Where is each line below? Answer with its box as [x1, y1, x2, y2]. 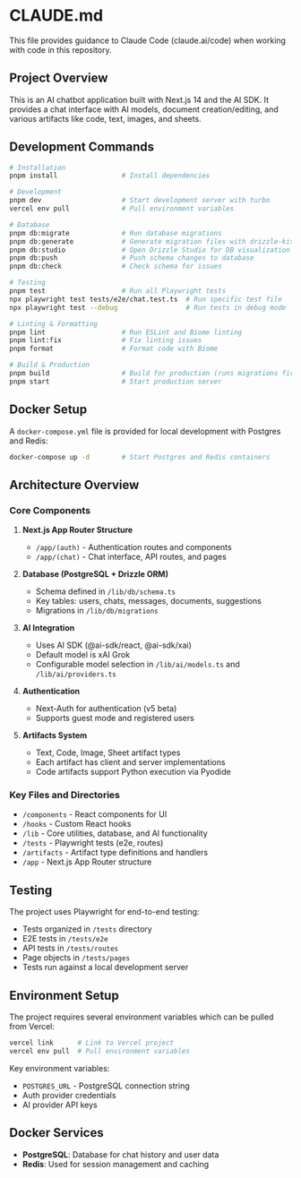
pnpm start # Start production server [9, 377, 222, 386]
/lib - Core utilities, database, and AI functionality [21, 828, 208, 838]
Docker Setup [9, 402, 88, 417]
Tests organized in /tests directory [21, 924, 152, 934]
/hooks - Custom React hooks [21, 819, 132, 830]
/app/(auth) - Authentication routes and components [35, 542, 232, 553]
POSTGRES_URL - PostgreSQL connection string [21, 1080, 190, 1091]
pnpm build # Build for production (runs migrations [9, 369, 279, 378]
